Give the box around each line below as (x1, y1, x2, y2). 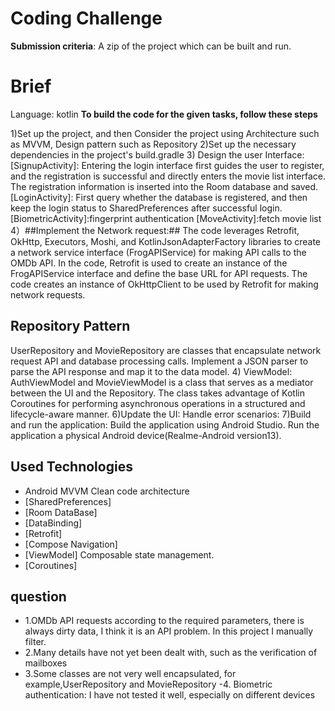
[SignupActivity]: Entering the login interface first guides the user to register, (10, 159, 325, 171)
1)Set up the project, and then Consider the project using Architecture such (10, 127, 320, 139)
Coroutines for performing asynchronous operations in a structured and (10, 397, 306, 409)
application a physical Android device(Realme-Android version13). (10, 429, 282, 441)
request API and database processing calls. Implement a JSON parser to (10, 355, 309, 367)
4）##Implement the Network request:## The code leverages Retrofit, (10, 224, 300, 236)
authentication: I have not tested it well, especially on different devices (24, 689, 316, 701)
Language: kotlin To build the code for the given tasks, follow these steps (10, 108, 318, 120)
